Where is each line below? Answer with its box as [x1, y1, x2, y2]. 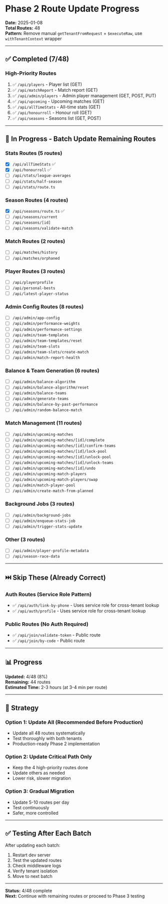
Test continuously [12, 804, 49, 810]
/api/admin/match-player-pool [12, 483, 76, 488]
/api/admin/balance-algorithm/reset [12, 385, 89, 390]
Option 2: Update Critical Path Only [5, 753, 92, 760]
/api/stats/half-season [12, 179, 62, 184]
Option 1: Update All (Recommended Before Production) [5, 718, 143, 726]
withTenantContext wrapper [5, 36, 62, 42]
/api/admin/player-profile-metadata [12, 549, 89, 554]
